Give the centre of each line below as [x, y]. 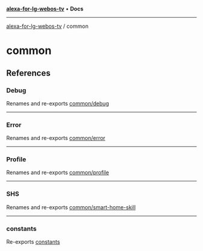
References [28, 73]
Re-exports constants [33, 242]
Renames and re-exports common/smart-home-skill [71, 207]
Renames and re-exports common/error [56, 138]
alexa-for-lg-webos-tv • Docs [45, 9]
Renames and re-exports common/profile [58, 173]
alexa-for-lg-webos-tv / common [47, 26]
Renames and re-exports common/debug [58, 103]
